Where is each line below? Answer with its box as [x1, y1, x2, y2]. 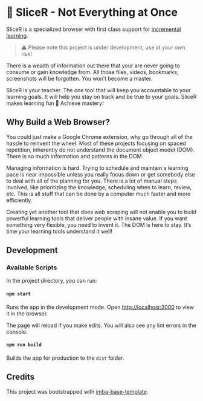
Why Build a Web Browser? [6, 117, 111, 127]
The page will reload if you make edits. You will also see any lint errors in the [6, 322, 196, 329]
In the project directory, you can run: [6, 277, 97, 285]
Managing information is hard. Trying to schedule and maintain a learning [6, 164, 188, 172]
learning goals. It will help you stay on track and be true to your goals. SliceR [6, 93, 197, 100]
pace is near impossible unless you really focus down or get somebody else [6, 170, 195, 178]
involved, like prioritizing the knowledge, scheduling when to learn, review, [6, 183, 192, 190]
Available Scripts [6, 263, 57, 272]
